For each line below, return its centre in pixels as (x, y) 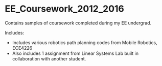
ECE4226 (22, 48)
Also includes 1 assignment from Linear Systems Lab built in (75, 53)
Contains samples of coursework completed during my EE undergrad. (78, 23)
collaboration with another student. (49, 58)
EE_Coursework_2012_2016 (65, 9)
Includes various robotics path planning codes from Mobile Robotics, (85, 42)
